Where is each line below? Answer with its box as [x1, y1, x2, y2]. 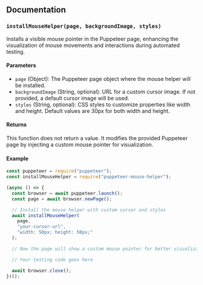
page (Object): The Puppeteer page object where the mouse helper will [14, 75, 191, 82]
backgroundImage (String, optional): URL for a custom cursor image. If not [14, 88, 196, 95]
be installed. [14, 82, 46, 89]
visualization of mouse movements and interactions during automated [6, 42, 180, 49]
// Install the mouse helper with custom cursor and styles [11, 207, 166, 213]
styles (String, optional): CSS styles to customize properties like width [14, 101, 191, 108]
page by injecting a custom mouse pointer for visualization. [6, 141, 153, 149]
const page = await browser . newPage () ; [11, 196, 112, 202]
